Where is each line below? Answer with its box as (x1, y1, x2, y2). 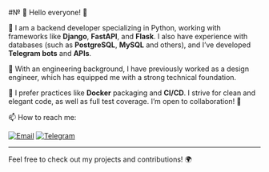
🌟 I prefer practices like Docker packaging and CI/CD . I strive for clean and (8, 88, 256, 98)
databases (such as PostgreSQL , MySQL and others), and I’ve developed (8, 40, 251, 50)
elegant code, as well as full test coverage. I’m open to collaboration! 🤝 (8, 97, 242, 106)
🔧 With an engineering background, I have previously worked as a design (8, 64, 250, 74)
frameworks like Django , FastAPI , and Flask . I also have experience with (8, 32, 248, 41)
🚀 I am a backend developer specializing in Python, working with (8, 23, 222, 32)
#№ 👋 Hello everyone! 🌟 (8, 8, 88, 17)
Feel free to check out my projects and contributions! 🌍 (8, 154, 192, 164)
